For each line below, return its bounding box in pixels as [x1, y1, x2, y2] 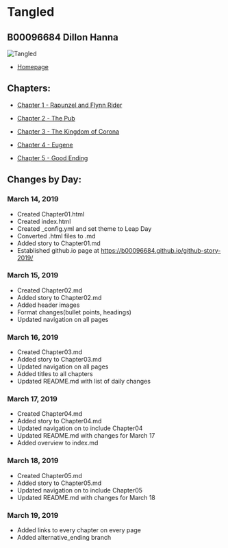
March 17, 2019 [7, 395, 58, 404]
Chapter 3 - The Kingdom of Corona [16, 127, 120, 136]
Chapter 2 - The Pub [16, 114, 75, 122]
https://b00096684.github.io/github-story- [100, 246, 221, 254]
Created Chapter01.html [16, 210, 85, 218]
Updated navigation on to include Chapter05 [16, 486, 142, 494]
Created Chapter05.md [16, 471, 82, 480]
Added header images [16, 301, 80, 309]
